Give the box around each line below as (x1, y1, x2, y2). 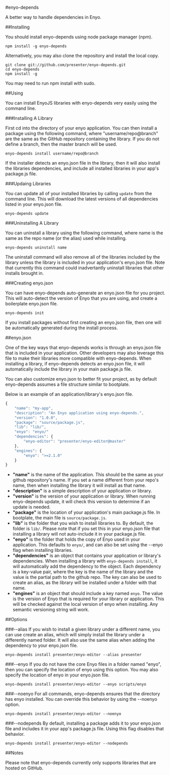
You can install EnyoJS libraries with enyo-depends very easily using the (5, 100, 157, 106)
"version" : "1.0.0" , (14, 415, 58, 420)
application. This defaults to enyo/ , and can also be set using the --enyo (12, 542, 163, 548)
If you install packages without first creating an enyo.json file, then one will (5, 320, 161, 325)
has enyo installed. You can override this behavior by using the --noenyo (5, 696, 157, 702)
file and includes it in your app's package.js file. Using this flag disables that (5, 726, 164, 732)
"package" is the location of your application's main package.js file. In (12, 509, 161, 515)
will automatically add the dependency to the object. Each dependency (12, 564, 161, 570)
